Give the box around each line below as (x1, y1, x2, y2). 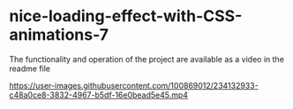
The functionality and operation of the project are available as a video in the (9, 54, 285, 64)
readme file (9, 63, 51, 74)
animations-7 (9, 25, 109, 45)
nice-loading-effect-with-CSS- (9, 6, 243, 26)
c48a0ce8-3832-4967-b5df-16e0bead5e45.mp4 (9, 90, 188, 100)
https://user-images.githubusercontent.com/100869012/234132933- (9, 80, 259, 91)
